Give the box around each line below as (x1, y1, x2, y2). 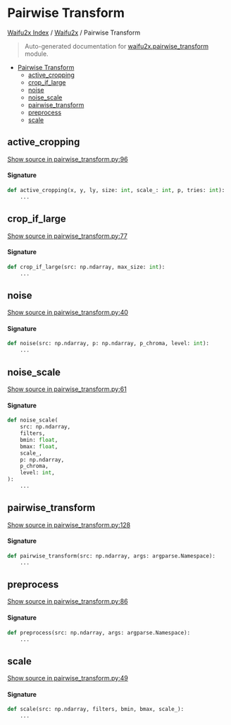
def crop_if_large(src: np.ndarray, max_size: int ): (7, 263, 166, 270)
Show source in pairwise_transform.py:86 (7, 597, 128, 606)
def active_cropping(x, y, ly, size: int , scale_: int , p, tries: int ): (7, 186, 225, 193)
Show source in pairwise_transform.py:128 (7, 520, 131, 529)
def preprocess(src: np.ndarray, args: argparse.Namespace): (7, 629, 191, 636)
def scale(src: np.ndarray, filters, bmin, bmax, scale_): (7, 706, 185, 713)
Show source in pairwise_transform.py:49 (7, 674, 128, 683)
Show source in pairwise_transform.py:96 (7, 155, 128, 163)
